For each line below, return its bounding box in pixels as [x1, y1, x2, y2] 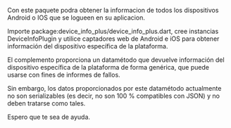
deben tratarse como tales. [7, 99, 86, 108]
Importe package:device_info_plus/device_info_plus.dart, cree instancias [7, 27, 219, 35]
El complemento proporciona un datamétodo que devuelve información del [7, 56, 225, 64]
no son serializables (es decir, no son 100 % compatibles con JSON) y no [7, 91, 220, 100]
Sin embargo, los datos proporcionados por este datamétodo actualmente [7, 84, 222, 92]
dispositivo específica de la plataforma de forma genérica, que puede [7, 63, 210, 71]
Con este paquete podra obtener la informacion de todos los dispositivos [7, 6, 219, 14]
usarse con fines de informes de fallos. [7, 70, 121, 79]
